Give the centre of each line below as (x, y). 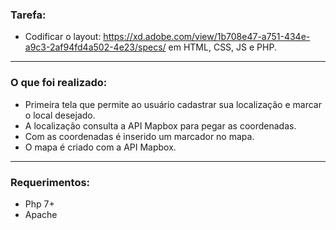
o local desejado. (60, 115)
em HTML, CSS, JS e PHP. (222, 47)
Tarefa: (28, 15)
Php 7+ (39, 204)
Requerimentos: (50, 182)
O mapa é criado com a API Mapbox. (100, 147)
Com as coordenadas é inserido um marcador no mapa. (139, 136)
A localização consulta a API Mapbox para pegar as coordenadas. (160, 125)
